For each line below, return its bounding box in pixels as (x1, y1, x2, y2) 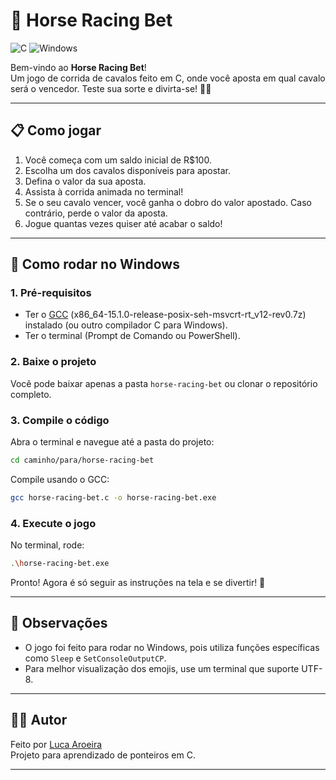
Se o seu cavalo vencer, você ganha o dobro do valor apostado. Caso (24, 196, 312, 208)
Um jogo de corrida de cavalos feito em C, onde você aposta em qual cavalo (10, 72, 326, 84)
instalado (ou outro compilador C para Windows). (24, 319, 228, 331)
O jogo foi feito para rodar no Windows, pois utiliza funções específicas (24, 641, 320, 653)
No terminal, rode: (10, 539, 85, 551)
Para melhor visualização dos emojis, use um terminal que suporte (24, 662, 300, 674)
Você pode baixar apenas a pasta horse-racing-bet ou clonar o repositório (10, 377, 318, 389)
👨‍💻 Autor (10, 712, 68, 729)
